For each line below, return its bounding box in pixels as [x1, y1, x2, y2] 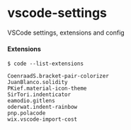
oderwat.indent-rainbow [7, 104, 78, 111]
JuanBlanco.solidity [7, 79, 69, 86]
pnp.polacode [7, 110, 46, 117]
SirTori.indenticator [7, 91, 72, 98]
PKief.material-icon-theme [7, 85, 87, 93]
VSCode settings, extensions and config [7, 28, 125, 37]
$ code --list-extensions [7, 60, 84, 68]
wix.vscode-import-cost [7, 116, 78, 123]
